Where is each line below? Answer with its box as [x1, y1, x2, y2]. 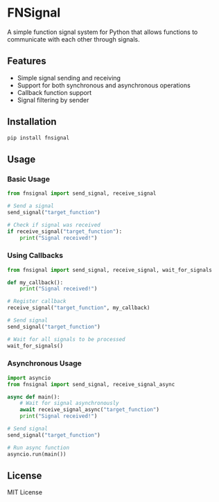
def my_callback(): [7, 279, 64, 286]
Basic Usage [7, 174, 51, 184]
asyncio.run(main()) [7, 451, 67, 458]
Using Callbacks [7, 251, 64, 261]
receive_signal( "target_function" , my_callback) [7, 304, 150, 311]
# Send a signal [7, 202, 54, 209]
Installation [7, 116, 57, 128]
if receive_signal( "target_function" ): [7, 227, 123, 235]
